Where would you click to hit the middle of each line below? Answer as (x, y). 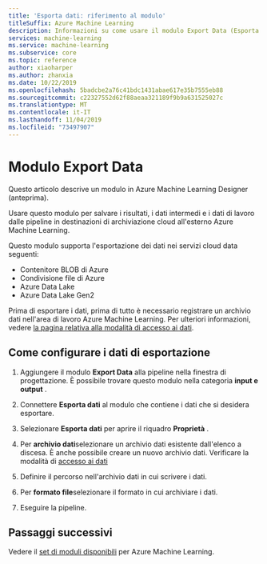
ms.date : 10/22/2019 (43, 82)
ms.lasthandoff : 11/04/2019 (55, 120)
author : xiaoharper (41, 68)
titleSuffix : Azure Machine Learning (71, 23)
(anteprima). (29, 198)
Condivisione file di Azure (62, 278)
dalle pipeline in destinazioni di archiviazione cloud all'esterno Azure (121, 222)
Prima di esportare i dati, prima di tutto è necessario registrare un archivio (130, 310)
